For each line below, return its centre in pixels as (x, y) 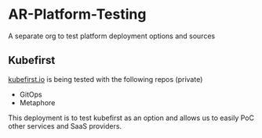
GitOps (31, 94)
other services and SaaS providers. (65, 126)
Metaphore (37, 102)
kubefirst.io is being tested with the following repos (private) (106, 79)
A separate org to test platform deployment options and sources (112, 36)
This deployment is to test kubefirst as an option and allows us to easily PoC (131, 118)
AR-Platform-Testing (77, 14)
